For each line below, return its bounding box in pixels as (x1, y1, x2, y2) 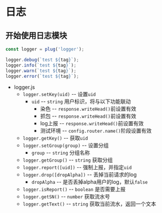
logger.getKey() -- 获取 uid (22, 135, 88, 142)
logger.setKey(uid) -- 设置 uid (22, 91, 96, 98)
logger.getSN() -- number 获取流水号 (22, 193, 111, 200)
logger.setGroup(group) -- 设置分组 (22, 142, 109, 149)
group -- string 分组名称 (31, 149, 90, 156)
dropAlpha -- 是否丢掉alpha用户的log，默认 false (31, 178, 148, 185)
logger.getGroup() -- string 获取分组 (22, 156, 113, 164)
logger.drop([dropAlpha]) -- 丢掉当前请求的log (22, 171, 137, 178)
